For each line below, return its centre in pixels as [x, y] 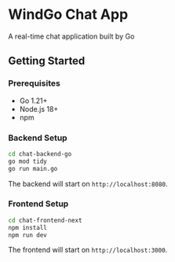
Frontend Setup [38, 204]
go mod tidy [27, 161]
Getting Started [47, 61]
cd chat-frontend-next [45, 220]
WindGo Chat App [68, 15]
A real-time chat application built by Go [71, 36]
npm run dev [27, 235]
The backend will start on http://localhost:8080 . [88, 183]
